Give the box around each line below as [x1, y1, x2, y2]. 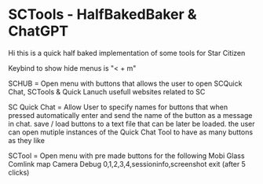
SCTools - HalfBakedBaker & [8, 6, 198, 24]
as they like [8, 135, 46, 145]
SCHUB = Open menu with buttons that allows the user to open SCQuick [8, 79, 243, 88]
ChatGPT [8, 22, 69, 40]
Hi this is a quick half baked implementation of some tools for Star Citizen [8, 48, 246, 57]
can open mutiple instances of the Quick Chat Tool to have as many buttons [8, 127, 254, 137]
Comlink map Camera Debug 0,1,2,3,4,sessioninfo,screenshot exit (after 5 [8, 159, 246, 168]
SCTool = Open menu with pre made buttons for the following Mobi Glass [8, 151, 245, 160]
